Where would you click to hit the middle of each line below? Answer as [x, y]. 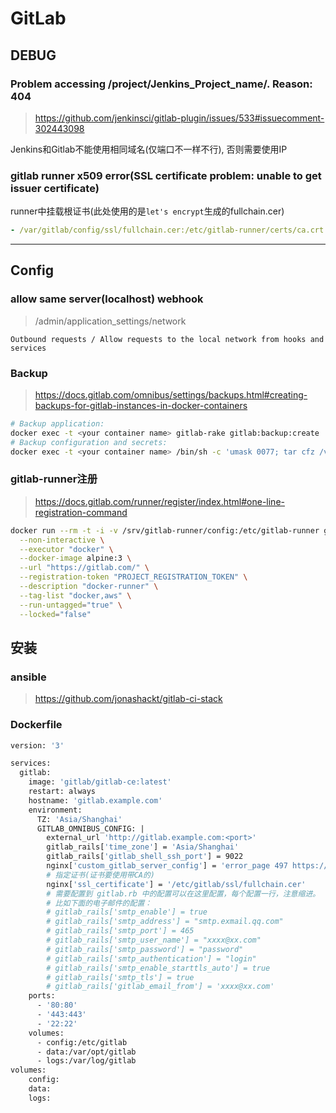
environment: [55, 810]
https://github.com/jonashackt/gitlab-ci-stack [128, 699]
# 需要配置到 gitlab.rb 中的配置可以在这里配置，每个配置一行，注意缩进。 [183, 893]
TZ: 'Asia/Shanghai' [79, 819]
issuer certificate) [55, 188]
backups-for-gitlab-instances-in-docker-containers [141, 406]
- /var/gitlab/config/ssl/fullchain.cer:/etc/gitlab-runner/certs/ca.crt [167, 230]
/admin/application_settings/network [110, 321]
